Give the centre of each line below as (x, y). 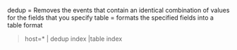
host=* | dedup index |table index (73, 39)
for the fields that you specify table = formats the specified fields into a (110, 18)
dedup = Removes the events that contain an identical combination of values (119, 10)
